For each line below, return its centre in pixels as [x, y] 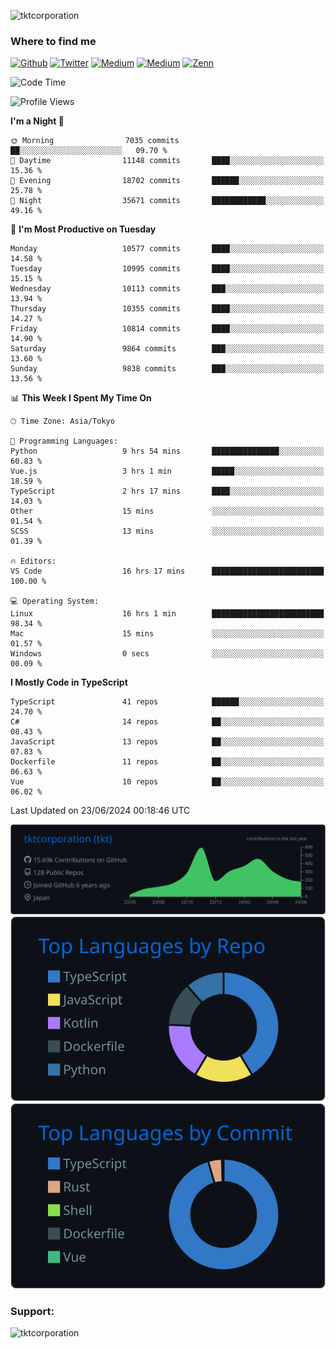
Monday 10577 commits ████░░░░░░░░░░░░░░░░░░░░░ [167, 249]
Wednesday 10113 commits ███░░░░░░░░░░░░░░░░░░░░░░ [167, 289]
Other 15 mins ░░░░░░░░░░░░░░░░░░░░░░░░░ [167, 511]
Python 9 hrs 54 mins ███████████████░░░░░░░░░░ [167, 451]
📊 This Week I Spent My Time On [81, 398]
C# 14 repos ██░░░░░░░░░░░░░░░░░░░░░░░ [167, 722]
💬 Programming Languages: [64, 441]
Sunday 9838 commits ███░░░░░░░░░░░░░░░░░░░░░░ [167, 369]
